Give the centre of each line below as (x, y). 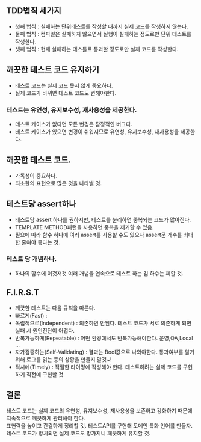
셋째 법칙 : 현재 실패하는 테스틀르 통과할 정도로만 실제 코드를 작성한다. (97, 49)
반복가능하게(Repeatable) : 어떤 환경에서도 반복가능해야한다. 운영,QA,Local (104, 338)
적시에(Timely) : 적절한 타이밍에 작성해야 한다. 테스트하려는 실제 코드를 (98, 367)
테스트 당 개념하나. (32, 259)
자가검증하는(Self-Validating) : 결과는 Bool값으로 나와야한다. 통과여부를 (99, 352)
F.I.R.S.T (23, 293)
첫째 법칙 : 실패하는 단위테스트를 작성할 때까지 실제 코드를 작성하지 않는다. (101, 26)
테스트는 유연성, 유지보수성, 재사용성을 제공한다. (72, 110)
